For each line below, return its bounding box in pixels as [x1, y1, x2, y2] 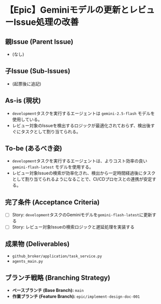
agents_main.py [12, 259, 43, 264]
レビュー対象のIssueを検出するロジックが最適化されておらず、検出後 [12, 122, 151, 128]
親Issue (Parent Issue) [5, 38, 74, 46]
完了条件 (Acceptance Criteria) [5, 198, 100, 206]
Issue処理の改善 [14, 17, 79, 28]
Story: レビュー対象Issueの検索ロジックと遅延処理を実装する [12, 224, 135, 230]
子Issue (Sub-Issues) [5, 67, 71, 76]
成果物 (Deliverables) [5, 240, 70, 248]
